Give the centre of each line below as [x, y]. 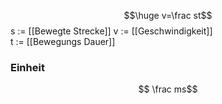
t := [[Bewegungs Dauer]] [63, 41]
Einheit [27, 67]
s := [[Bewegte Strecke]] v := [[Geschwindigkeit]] [111, 31]
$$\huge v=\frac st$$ [168, 15]
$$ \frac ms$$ [168, 89]
